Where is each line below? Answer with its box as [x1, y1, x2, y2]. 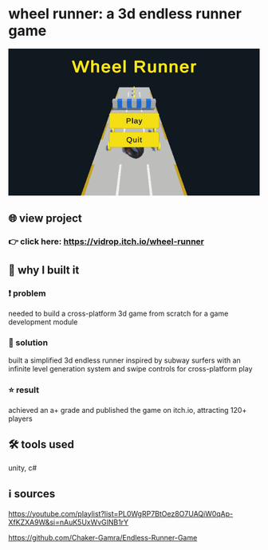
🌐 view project [8, 211, 82, 225]
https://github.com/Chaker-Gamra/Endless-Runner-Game [8, 532, 198, 542]
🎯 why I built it [8, 264, 80, 277]
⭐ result [8, 384, 40, 395]
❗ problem [8, 288, 46, 299]
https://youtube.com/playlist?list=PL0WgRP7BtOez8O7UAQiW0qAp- [8, 509, 234, 518]
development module [8, 317, 78, 327]
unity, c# [8, 463, 37, 473]
